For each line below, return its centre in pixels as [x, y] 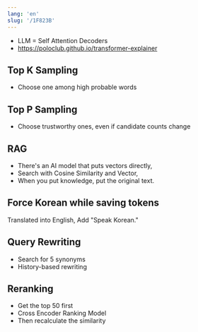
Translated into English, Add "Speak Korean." [73, 220]
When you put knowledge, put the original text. [86, 180]
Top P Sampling [42, 109]
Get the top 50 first [45, 306]
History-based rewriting [52, 266]
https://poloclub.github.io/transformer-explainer [87, 48]
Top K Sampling [43, 70]
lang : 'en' [23, 14]
